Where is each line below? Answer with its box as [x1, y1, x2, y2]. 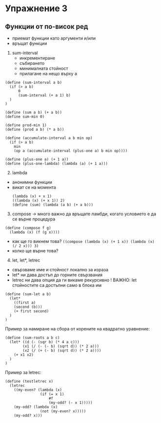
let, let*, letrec [12, 257, 40, 263]
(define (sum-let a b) [5, 292, 51, 297]
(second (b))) [14, 304, 42, 309]
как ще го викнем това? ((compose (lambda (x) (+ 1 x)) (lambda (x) [12, 239, 155, 244]
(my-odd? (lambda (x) [14, 404, 58, 409]
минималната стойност [19, 65, 68, 71]
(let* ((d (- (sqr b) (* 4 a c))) [9, 340, 80, 344]
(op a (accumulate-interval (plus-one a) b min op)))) [14, 148, 128, 153]
